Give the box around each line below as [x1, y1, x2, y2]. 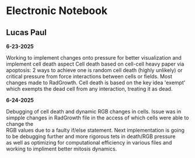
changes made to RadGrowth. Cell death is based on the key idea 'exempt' [6, 79, 186, 86]
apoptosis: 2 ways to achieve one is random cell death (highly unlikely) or [6, 67, 183, 74]
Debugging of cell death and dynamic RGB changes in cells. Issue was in [6, 108, 182, 115]
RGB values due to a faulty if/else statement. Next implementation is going [6, 127, 185, 133]
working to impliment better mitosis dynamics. [6, 145, 117, 152]
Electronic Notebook [6, 4, 108, 18]
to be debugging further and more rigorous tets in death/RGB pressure [6, 133, 176, 140]
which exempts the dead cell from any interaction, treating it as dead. [6, 85, 173, 92]
